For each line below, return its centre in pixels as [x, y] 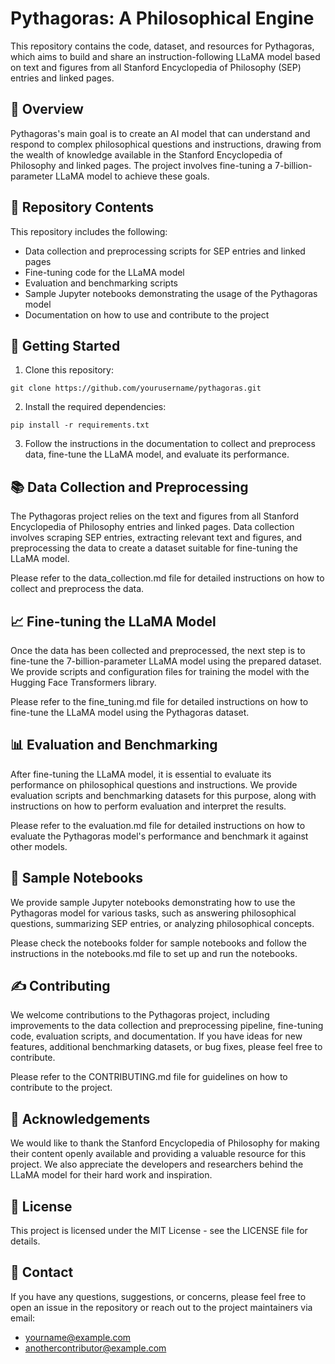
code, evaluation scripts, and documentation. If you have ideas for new [156, 1036]
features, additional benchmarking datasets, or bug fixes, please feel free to [166, 1047]
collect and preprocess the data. [77, 589]
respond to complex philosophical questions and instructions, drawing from [166, 144]
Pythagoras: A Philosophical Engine [162, 18]
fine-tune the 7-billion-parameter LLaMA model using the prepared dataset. [166, 661]
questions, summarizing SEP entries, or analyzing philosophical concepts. [162, 923]
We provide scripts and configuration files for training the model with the [160, 671]
